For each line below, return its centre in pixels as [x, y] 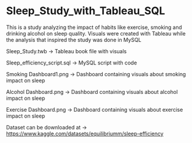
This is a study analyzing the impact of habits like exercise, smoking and [94, 27]
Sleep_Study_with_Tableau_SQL [86, 11]
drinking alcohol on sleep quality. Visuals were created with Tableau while [96, 33]
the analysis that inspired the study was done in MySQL [74, 40]
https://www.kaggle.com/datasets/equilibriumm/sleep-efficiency [85, 134]
